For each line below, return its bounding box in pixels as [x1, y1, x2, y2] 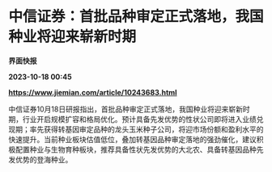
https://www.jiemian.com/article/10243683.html [8, 87, 177, 97]
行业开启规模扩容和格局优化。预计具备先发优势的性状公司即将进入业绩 [22, 114, 257, 124]
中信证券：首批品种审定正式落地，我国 [8, 7, 265, 26]
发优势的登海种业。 [8, 154, 73, 164]
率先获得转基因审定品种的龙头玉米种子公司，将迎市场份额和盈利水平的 [29, 124, 264, 134]
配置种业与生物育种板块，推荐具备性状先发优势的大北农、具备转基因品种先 [15, 145, 264, 154]
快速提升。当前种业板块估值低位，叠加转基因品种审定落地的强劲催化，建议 [8, 134, 257, 144]
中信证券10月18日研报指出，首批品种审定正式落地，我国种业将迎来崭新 [8, 104, 243, 114]
